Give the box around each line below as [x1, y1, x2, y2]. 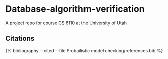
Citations [5, 34, 35, 43]
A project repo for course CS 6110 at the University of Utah [5, 20, 127, 26]
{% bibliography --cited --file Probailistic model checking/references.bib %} [5, 47, 163, 53]
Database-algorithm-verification [5, 3, 145, 15]
